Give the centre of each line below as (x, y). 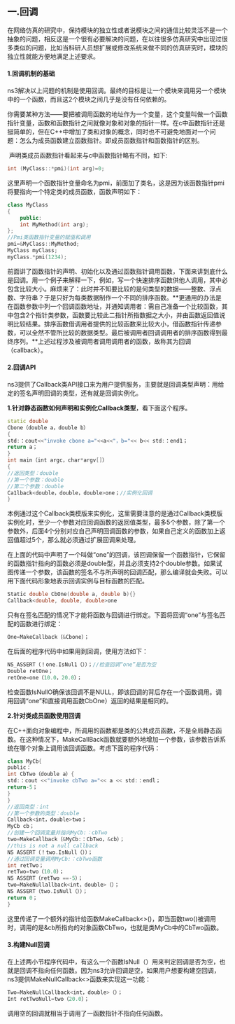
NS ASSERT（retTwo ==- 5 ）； (45, 878)
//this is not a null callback (53, 845)
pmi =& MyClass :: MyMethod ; (43, 244)
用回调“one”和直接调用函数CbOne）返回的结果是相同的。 (90, 700)
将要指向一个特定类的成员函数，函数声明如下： (74, 191)
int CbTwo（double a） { (41, 774)
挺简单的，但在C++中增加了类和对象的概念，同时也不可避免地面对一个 (108, 132)
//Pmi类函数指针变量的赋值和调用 (49, 237)
